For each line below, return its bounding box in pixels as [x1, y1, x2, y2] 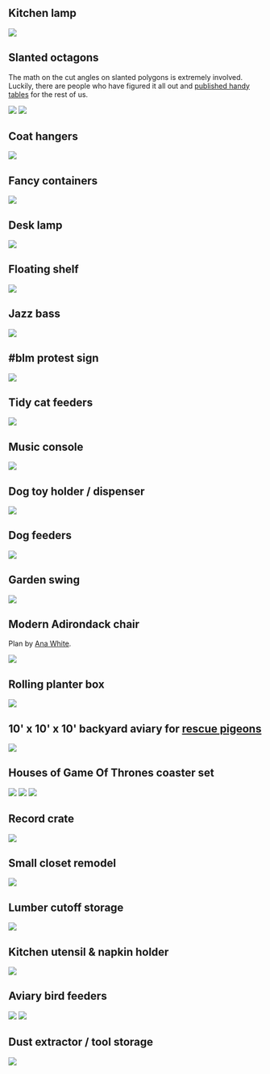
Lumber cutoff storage [8, 900, 124, 914]
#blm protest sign [8, 352, 99, 365]
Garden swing [8, 573, 81, 587]
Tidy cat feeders [8, 395, 93, 409]
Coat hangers [8, 129, 78, 144]
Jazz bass [8, 307, 60, 321]
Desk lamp [8, 218, 63, 232]
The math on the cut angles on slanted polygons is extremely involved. [8, 72, 243, 82]
